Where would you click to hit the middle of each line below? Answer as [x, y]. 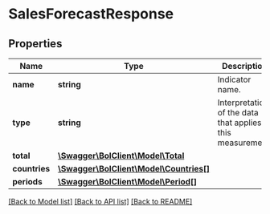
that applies [239, 123]
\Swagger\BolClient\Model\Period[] [127, 182]
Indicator [234, 79]
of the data [238, 113]
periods [27, 182]
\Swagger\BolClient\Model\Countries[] [134, 169]
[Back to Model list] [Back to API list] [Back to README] [100, 202]
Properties [35, 44]
